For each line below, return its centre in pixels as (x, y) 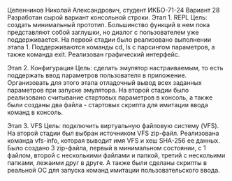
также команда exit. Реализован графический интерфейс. (94, 54)
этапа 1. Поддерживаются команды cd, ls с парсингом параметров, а (111, 47)
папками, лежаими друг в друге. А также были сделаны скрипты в (107, 163)
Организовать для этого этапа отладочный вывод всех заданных (105, 82)
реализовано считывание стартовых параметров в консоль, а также (110, 97)
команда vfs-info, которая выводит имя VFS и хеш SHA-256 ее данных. (114, 141)
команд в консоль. (35, 112)
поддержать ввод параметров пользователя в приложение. (97, 75)
